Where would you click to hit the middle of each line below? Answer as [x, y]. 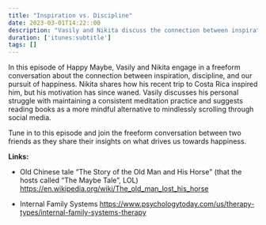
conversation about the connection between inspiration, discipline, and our [130, 76]
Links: [19, 157]
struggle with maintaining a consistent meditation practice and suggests [126, 101]
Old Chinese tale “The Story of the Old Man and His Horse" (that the [131, 172]
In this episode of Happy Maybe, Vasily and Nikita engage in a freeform [124, 67]
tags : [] [23, 45]
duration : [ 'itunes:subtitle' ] [60, 37]
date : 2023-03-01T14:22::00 [55, 23]
